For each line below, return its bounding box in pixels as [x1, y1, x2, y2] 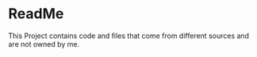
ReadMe [8, 5, 64, 23]
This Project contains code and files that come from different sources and [8, 31, 250, 40]
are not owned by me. [8, 39, 80, 48]
